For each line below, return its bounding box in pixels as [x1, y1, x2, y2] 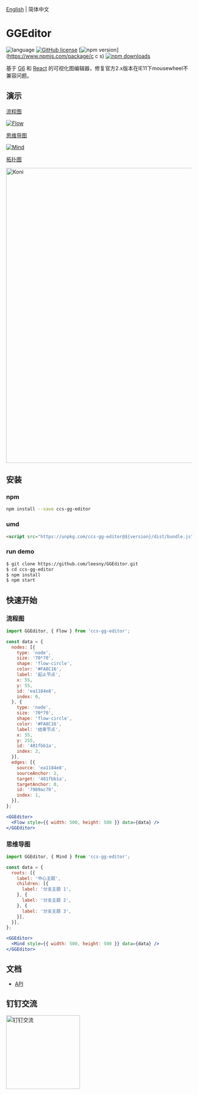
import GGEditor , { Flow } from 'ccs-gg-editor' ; [6, 628, 131, 634]
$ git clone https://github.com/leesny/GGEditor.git [6, 560, 138, 567]
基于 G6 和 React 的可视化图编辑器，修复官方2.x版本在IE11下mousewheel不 [6, 64, 189, 71]
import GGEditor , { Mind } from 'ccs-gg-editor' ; [6, 854, 131, 860]
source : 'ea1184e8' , [16, 765, 67, 771]
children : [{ [16, 881, 49, 887]
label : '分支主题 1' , [21, 886, 72, 893]
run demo [6, 547, 34, 556]
